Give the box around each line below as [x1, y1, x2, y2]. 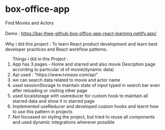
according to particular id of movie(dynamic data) [12, 66, 114, 72]
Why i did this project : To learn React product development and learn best [5, 41, 158, 47]
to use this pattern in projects [12, 108, 73, 115]
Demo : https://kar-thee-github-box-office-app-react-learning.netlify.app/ [5, 30, 157, 36]
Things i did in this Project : [12, 56, 69, 62]
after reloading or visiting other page [12, 87, 88, 93]
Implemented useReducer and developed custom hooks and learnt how [12, 103, 159, 109]
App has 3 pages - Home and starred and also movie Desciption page [12, 61, 156, 67]
